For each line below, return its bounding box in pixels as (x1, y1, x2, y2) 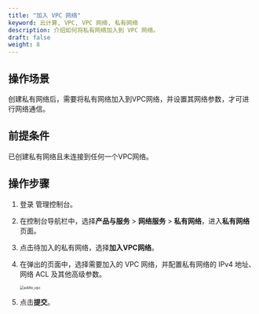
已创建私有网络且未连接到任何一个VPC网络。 (8, 151, 153, 161)
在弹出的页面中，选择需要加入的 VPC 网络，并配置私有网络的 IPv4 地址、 (19, 259, 256, 268)
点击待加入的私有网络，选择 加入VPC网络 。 (19, 242, 159, 252)
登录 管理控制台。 (19, 199, 77, 209)
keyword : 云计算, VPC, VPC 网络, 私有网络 (8, 19, 139, 27)
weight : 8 (8, 41, 41, 49)
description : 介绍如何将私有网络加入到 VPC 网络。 (8, 26, 159, 34)
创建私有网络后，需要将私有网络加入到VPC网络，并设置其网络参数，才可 (8, 94, 243, 103)
